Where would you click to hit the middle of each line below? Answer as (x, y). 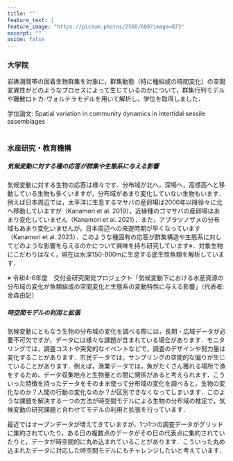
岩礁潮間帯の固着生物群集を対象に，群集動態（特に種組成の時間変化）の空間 (116, 81)
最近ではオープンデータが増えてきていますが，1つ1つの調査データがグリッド (115, 424)
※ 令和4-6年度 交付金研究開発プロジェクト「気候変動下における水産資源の (115, 278)
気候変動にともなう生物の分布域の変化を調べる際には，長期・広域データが (113, 332)
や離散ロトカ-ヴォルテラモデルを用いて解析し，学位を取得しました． (106, 99)
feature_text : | (31, 20)
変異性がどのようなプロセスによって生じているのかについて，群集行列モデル (116, 90)
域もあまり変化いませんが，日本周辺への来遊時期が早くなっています (104, 228)
